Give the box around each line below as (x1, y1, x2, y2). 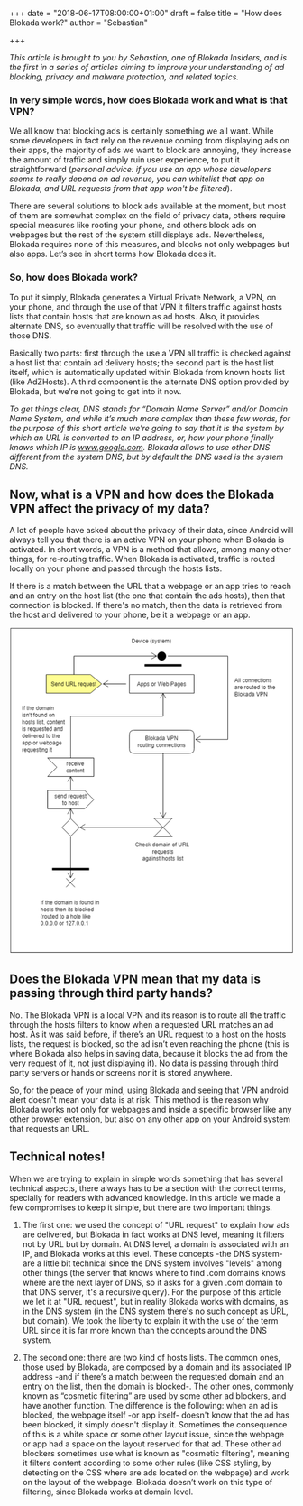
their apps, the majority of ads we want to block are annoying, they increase (9, 144, 292, 156)
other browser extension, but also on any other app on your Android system (9, 1113, 291, 1124)
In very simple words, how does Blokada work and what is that (9, 94, 289, 106)
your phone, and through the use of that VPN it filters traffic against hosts (9, 301, 282, 312)
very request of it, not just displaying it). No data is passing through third (9, 1058, 279, 1068)
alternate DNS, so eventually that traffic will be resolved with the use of (9, 320, 273, 331)
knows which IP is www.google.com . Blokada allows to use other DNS (9, 441, 271, 452)
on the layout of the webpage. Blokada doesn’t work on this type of (22, 1476, 273, 1487)
